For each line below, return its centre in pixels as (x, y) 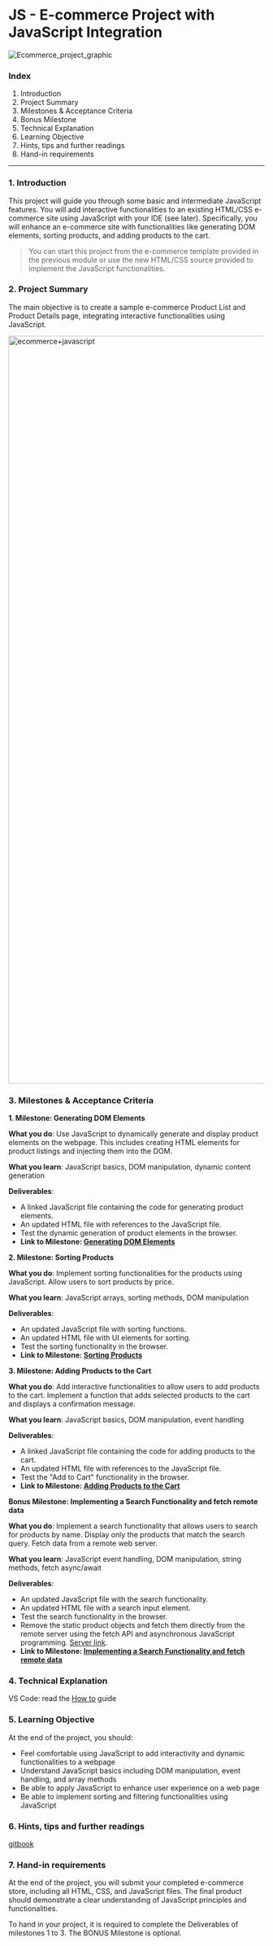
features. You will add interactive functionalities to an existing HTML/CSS (131, 209)
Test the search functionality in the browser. (94, 1616)
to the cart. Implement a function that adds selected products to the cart (129, 1395)
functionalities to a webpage (68, 1762)
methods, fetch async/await (55, 1568)
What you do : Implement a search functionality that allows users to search (133, 1526)
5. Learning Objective (52, 1720)
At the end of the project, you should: (71, 1737)
